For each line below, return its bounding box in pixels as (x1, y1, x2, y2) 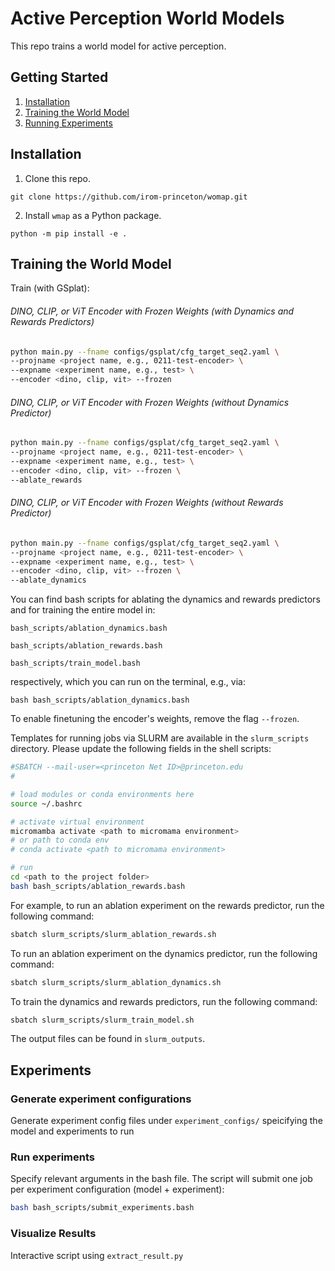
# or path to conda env (10, 835, 110, 846)
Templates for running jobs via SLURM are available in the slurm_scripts (10, 732, 310, 744)
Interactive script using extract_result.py (10, 1249, 184, 1261)
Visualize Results (10, 1227, 97, 1241)
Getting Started (10, 69, 109, 86)
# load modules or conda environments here (10, 789, 195, 799)
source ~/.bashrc (10, 798, 83, 809)
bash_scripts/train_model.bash (10, 658, 141, 669)
